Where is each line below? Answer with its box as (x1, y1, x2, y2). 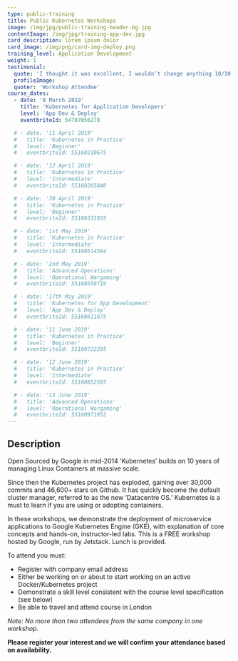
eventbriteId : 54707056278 (20, 116, 100, 123)
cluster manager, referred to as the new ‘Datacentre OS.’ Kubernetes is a (7, 493, 221, 501)
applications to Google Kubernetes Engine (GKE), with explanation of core (7, 522, 224, 531)
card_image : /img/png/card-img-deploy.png (7, 43, 135, 51)
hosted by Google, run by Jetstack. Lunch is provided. (7, 537, 167, 545)
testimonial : (7, 63, 46, 71)
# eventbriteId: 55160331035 (14, 215, 107, 222)
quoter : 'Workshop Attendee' (14, 83, 100, 91)
